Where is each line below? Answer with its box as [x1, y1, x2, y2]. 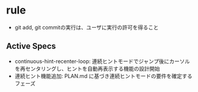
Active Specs [6, 41, 56, 51]
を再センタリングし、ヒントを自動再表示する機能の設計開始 [14, 65, 160, 72]
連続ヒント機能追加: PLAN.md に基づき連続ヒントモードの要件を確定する [14, 72, 193, 80]
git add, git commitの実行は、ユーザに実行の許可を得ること [14, 24, 159, 31]
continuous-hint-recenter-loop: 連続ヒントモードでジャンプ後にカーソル [14, 57, 190, 65]
